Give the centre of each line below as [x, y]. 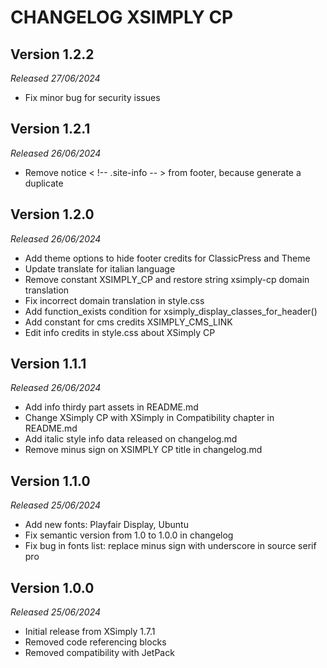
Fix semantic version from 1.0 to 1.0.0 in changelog [129, 535]
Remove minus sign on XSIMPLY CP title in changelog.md [143, 450]
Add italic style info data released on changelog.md [131, 439]
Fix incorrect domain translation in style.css [114, 300]
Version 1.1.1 [48, 364]
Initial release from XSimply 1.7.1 [90, 632]
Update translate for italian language [100, 268]
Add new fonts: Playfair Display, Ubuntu [106, 525]
